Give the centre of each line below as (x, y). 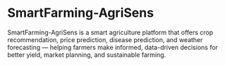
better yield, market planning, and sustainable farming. (87, 55)
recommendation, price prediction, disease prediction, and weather (105, 39)
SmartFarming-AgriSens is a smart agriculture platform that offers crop (110, 32)
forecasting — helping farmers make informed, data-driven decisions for (113, 47)
